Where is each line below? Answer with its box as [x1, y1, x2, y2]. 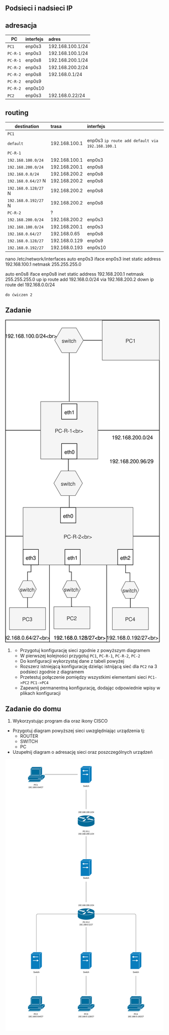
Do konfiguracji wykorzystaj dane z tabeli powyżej [20, 658, 125, 664]
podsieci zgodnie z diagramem [20, 669, 84, 675]
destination [15, 123, 39, 129]
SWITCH [20, 738, 38, 745]
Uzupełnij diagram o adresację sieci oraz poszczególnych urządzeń [12, 749, 153, 755]
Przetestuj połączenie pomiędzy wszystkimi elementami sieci [20, 674, 147, 680]
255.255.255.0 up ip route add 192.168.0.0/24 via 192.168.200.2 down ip [5, 276, 154, 282]
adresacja [5, 21, 37, 30]
